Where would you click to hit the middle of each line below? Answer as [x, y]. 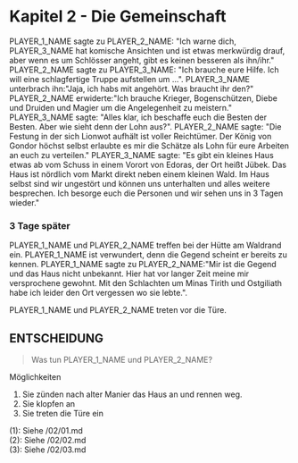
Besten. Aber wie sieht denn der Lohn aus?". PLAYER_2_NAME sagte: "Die [145, 126]
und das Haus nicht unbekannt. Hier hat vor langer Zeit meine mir [129, 274]
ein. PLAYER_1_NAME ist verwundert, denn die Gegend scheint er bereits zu [148, 255]
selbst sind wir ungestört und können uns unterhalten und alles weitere [140, 183]
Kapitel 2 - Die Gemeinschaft [118, 17]
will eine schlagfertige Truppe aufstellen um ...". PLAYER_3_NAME [129, 79]
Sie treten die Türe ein [63, 414]
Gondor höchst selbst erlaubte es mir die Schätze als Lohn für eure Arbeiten [149, 146]
